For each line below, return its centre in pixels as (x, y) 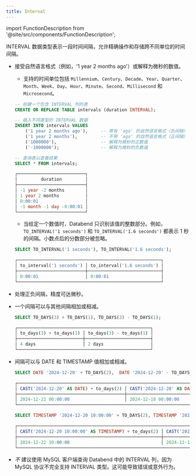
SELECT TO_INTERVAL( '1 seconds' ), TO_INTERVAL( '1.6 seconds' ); (93, 250)
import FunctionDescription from (45, 28)
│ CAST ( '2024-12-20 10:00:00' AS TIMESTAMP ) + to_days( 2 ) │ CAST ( (97, 431)
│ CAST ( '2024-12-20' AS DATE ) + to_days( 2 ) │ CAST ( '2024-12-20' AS (98, 389)
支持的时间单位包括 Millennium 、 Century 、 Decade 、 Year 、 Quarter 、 (104, 78)
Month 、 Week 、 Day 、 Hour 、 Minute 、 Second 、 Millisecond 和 (93, 86)
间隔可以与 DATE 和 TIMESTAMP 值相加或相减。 (72, 361)
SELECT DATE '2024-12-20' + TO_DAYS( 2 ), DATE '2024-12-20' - (92, 372)
